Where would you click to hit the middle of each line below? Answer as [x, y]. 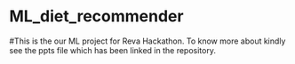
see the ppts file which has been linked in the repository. [112, 50]
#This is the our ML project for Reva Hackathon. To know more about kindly [147, 41]
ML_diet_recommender [96, 16]
